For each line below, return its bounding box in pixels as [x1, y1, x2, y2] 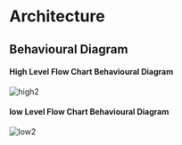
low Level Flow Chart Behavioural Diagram [9, 107, 170, 117]
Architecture [9, 6, 105, 27]
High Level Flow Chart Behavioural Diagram [9, 67, 174, 77]
